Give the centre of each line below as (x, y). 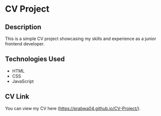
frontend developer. (25, 44)
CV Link (17, 97)
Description (23, 27)
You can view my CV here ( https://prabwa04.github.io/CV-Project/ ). (73, 108)
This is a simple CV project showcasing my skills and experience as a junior (81, 39)
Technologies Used (35, 59)
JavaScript (23, 81)
